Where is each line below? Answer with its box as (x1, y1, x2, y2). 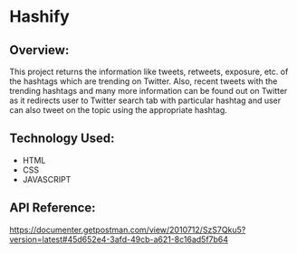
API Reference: (9, 201, 97, 216)
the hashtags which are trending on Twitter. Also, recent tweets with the (9, 76, 278, 87)
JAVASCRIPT (22, 173, 72, 184)
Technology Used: (9, 131, 115, 146)
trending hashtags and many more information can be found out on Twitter (9, 86, 288, 96)
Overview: (9, 42, 70, 58)
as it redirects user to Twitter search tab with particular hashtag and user (9, 95, 282, 106)
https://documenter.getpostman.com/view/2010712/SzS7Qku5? (9, 224, 246, 235)
